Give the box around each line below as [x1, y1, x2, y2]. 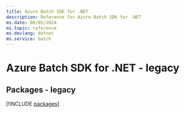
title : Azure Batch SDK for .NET [6, 8, 89, 15]
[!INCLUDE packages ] [6, 101, 60, 107]
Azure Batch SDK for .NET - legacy [6, 61, 180, 75]
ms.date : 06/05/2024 [6, 19, 57, 25]
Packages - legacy [6, 85, 76, 95]
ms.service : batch [6, 36, 51, 42]
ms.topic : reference [6, 25, 57, 31]
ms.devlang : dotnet [6, 31, 54, 36]
